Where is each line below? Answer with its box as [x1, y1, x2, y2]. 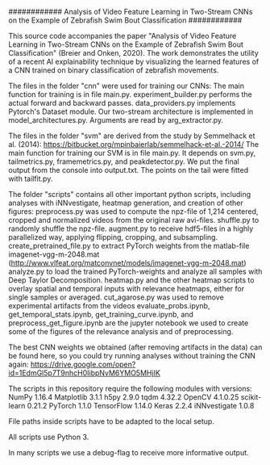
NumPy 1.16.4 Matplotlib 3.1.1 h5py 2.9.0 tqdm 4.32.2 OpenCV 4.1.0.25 [8, 392, 239, 402]
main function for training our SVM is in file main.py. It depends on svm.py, [8, 149, 256, 157]
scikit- [240, 392, 262, 402]
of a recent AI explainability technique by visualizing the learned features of [8, 57, 260, 66]
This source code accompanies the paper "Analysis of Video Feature [8, 31, 237, 40]
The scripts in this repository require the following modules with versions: [8, 383, 252, 393]
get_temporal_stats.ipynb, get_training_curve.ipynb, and [8, 310, 193, 319]
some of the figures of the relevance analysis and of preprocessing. [8, 327, 234, 336]
